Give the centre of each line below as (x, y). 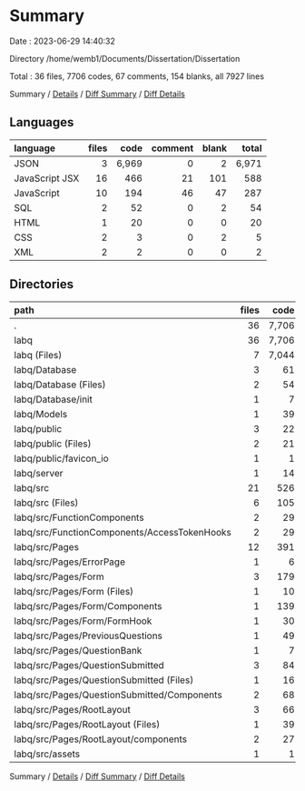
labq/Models (41, 414)
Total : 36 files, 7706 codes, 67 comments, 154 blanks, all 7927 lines (137, 76)
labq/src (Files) (46, 503)
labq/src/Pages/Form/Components (88, 606)
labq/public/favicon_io (61, 458)
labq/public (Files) (53, 444)
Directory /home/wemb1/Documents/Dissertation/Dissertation (125, 58)
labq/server (39, 473)
